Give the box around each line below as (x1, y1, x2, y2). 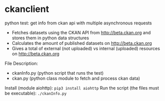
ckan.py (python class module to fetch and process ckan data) (11, 75, 140, 81)
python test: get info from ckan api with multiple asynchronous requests (4, 20, 152, 26)
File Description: (4, 60, 38, 66)
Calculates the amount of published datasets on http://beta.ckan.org (11, 40, 152, 46)
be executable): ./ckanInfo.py (4, 90, 67, 96)
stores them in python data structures (11, 35, 89, 41)
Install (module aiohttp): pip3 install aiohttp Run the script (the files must (4, 85, 160, 91)
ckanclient (4, 3, 49, 15)
